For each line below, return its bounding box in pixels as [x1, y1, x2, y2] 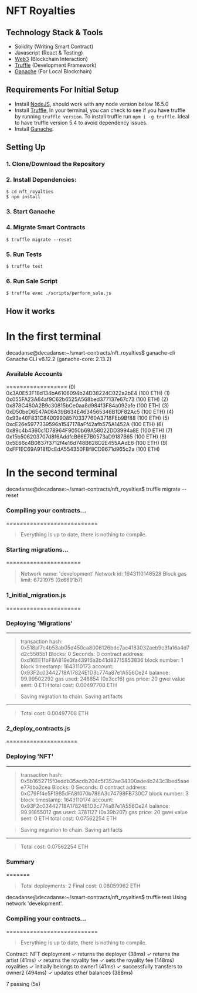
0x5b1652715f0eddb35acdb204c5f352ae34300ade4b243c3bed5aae [20, 777, 189, 784]
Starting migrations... [6, 546, 69, 554]
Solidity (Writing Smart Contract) [14, 43, 94, 50]
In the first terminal [6, 329, 101, 343]
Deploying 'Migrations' [6, 619, 73, 627]
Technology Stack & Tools [6, 28, 103, 38]
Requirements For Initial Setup [6, 85, 119, 95]
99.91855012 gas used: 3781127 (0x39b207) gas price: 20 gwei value [20, 808, 188, 815]
